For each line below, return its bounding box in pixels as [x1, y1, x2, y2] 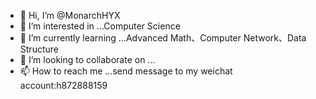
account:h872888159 [19, 80, 108, 91]
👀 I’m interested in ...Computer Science [19, 20, 181, 32]
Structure [19, 43, 59, 55]
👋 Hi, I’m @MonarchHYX [19, 10, 121, 21]
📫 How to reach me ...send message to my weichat [19, 65, 233, 77]
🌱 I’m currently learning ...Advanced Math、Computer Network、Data [19, 32, 307, 44]
